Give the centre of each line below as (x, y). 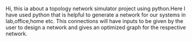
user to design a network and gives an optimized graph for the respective (96, 27)
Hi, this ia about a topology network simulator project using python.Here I (95, 9)
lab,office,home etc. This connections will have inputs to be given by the (95, 21)
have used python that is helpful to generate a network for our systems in (96, 15)
